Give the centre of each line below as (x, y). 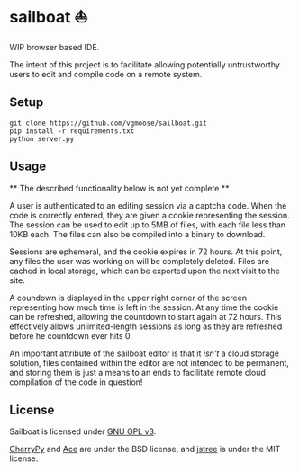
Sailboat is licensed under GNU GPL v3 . (83, 431)
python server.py (42, 138)
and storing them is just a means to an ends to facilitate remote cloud (137, 372)
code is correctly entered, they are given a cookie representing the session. (149, 215)
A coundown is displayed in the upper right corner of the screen (128, 298)
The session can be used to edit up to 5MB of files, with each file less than (148, 225)
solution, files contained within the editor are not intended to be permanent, (149, 362)
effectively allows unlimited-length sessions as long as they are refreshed (146, 326)
